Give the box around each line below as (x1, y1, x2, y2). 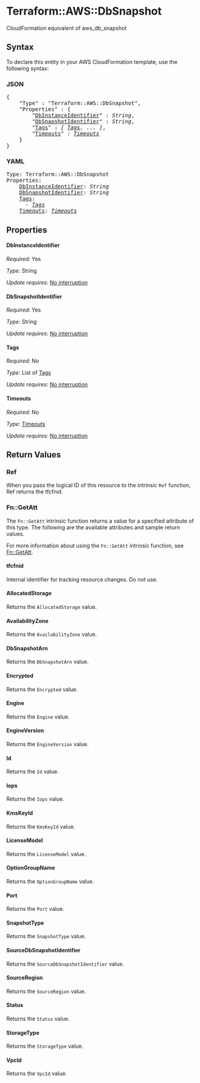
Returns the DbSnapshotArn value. (6, 658, 89, 666)
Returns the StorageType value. (6, 1042, 84, 1050)
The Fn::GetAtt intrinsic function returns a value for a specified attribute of (6, 517, 195, 524)
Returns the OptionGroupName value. (6, 877, 94, 885)
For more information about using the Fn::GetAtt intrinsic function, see (6, 541, 184, 549)
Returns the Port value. (6, 905, 64, 913)
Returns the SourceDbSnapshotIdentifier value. (6, 960, 125, 967)
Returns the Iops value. (6, 795, 64, 803)
